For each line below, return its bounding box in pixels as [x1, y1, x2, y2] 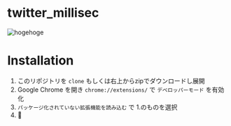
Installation [7, 52, 74, 69]
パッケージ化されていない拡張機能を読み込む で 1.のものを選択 [17, 103, 178, 111]
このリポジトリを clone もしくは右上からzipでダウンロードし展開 [17, 76, 205, 85]
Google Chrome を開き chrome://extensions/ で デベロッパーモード [17, 85, 204, 94]
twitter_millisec [7, 5, 99, 21]
